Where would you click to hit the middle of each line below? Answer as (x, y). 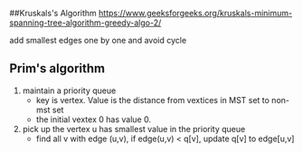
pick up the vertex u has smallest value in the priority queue (134, 129)
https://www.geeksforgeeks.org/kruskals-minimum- (195, 13)
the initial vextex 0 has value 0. (94, 119)
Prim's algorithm (57, 68)
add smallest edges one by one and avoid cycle (98, 40)
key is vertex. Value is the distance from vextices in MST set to (152, 100)
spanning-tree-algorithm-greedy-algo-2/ (85, 23)
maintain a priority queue (69, 91)
